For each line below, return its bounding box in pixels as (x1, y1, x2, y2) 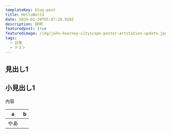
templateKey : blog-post (5, 7, 56, 13)
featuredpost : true (5, 26, 47, 31)
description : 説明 (5, 21, 43, 27)
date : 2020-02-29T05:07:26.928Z (5, 17, 74, 22)
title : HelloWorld (5, 12, 44, 17)
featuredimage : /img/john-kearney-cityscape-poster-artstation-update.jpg (5, 31, 167, 36)
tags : (5, 36, 17, 41)
